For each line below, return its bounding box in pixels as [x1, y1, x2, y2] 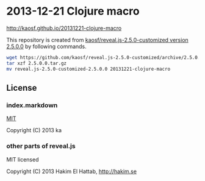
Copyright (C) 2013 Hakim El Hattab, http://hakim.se [6, 168, 137, 175]
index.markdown [6, 101, 58, 109]
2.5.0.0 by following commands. [6, 43, 87, 50]
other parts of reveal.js [6, 142, 76, 151]
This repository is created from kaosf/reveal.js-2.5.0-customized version [6, 36, 189, 43]
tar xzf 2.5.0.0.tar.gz [6, 60, 67, 66]
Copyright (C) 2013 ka [6, 127, 62, 134]
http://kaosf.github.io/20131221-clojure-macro [6, 24, 122, 32]
